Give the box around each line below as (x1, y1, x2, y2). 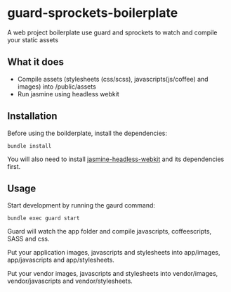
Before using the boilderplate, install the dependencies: (7, 129, 167, 137)
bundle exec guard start (7, 215, 80, 222)
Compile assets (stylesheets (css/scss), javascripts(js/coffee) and (17, 75, 209, 83)
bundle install (7, 142, 52, 149)
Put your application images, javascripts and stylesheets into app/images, (7, 248, 220, 257)
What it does (7, 56, 65, 68)
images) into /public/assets (17, 82, 96, 91)
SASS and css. (7, 234, 50, 243)
